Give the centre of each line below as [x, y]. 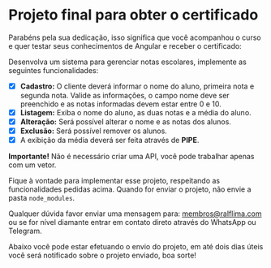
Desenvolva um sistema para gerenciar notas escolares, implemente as [128, 62]
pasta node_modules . [42, 198]
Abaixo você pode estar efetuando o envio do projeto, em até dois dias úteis [136, 247]
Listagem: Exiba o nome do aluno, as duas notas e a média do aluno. [135, 112]
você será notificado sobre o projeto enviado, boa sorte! [103, 255]
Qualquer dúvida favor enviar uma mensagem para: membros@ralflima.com [135, 214]
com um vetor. [32, 165]
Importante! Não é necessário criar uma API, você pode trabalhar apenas [131, 157]
